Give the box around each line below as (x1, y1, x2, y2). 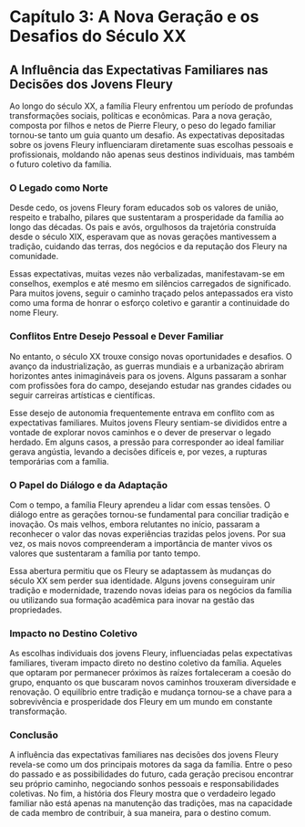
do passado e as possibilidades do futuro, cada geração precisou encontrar (9, 769, 294, 780)
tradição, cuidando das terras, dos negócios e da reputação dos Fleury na (9, 241, 288, 252)
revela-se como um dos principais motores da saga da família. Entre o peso (9, 759, 293, 770)
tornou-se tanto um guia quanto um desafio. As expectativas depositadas (9, 130, 285, 141)
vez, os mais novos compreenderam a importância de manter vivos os (9, 538, 273, 549)
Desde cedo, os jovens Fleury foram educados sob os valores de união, (9, 203, 280, 214)
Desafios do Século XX (9, 26, 187, 47)
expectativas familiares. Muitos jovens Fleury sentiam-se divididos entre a (9, 417, 288, 428)
